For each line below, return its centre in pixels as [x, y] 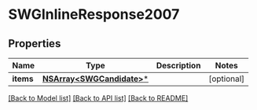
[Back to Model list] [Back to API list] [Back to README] [98, 98]
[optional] [226, 79]
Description [178, 66]
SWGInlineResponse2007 [94, 15]
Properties [35, 44]
